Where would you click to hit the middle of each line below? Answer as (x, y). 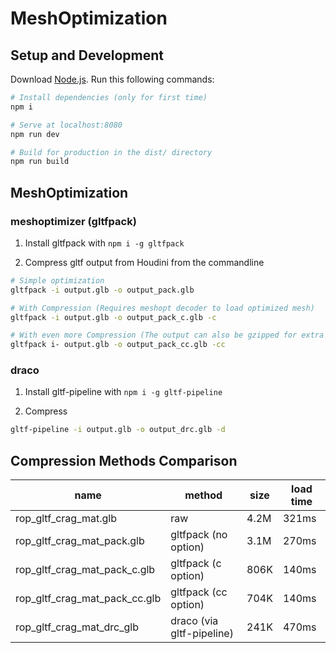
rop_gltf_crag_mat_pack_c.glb (85, 570)
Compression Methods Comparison (124, 460)
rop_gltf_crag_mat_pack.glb (80, 541)
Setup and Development (87, 55)
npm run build (40, 162)
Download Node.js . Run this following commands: (112, 79)
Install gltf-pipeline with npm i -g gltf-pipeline (123, 392)
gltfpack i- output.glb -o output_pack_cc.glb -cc (118, 345)
